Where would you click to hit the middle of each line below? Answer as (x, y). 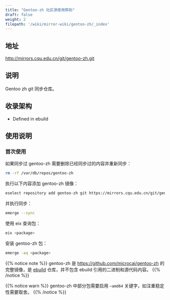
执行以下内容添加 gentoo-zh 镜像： (42, 183)
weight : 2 (16, 19)
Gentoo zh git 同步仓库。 (31, 89)
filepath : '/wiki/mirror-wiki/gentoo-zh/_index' (57, 24)
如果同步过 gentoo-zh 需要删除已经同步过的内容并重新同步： (68, 164)
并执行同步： (18, 204)
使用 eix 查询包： (23, 223)
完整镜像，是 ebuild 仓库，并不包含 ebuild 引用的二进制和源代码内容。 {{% (83, 270)
